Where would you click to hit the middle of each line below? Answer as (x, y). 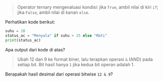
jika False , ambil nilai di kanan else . (53, 12)
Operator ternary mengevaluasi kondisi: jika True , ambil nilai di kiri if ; (88, 7)
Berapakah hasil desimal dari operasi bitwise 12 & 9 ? (59, 74)
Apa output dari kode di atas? (35, 49)
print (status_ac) (23, 40)
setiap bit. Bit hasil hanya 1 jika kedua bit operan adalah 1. (76, 64)
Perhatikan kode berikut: (30, 22)
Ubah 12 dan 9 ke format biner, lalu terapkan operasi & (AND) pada (85, 59)
